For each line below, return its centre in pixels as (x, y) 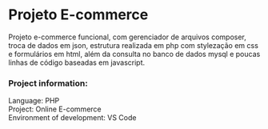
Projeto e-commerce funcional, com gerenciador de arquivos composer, (127, 37)
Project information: (48, 83)
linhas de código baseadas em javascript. (77, 62)
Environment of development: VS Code (72, 118)
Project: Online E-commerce (55, 109)
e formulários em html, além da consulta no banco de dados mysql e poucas (134, 54)
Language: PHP (34, 101)
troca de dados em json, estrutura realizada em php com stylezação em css (133, 45)
